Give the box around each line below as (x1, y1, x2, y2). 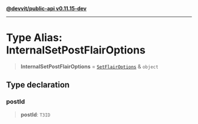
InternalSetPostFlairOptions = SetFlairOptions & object (20, 63, 159, 70)
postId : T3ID (20, 111, 51, 118)
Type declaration (6, 80, 70, 90)
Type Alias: (6, 31, 63, 45)
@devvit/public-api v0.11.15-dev (6, 5, 87, 12)
